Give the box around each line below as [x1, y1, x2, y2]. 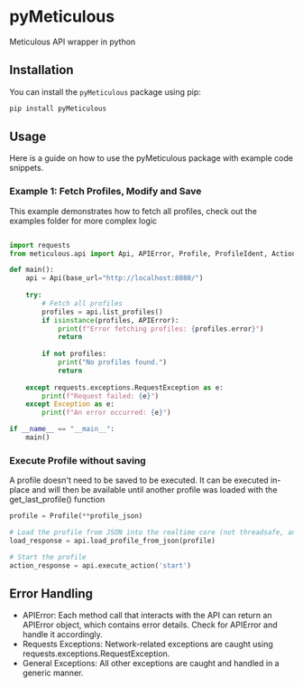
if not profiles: [41, 350, 106, 359]
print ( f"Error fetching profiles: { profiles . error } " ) [57, 324, 264, 334]
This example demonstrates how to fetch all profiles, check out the [9, 205, 257, 216]
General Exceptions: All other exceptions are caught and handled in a [22, 658, 280, 669]
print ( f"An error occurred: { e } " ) [41, 409, 171, 418]
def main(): [9, 265, 54, 275]
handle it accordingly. [22, 629, 104, 640]
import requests [9, 240, 70, 249]
